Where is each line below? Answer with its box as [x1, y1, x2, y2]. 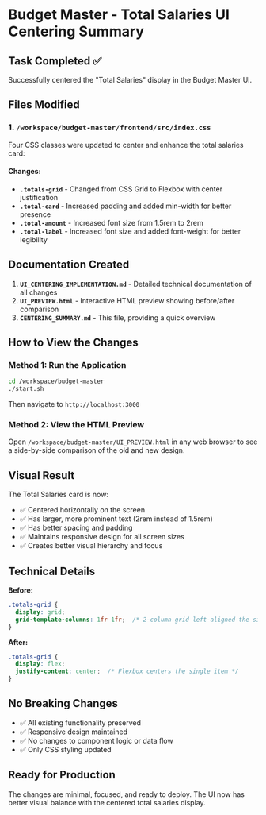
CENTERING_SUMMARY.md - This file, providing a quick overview [19, 312, 216, 323]
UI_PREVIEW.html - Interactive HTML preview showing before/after [19, 295, 235, 305]
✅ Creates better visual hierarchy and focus [19, 541, 163, 550]
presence [19, 209, 51, 219]
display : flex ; [15, 660, 66, 668]
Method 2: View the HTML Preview [8, 419, 145, 431]
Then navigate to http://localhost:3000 [8, 400, 140, 409]
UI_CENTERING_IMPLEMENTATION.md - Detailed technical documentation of [19, 279, 252, 288]
